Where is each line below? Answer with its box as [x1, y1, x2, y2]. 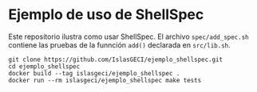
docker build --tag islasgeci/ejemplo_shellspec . [8, 69, 180, 77]
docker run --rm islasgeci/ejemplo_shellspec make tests [8, 76, 202, 84]
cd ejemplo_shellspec [8, 62, 81, 71]
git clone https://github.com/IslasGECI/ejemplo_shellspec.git [8, 56, 223, 63]
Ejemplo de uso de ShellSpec [8, 6, 204, 24]
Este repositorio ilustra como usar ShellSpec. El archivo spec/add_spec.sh [8, 32, 249, 41]
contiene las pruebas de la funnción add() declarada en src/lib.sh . [8, 40, 231, 49]
